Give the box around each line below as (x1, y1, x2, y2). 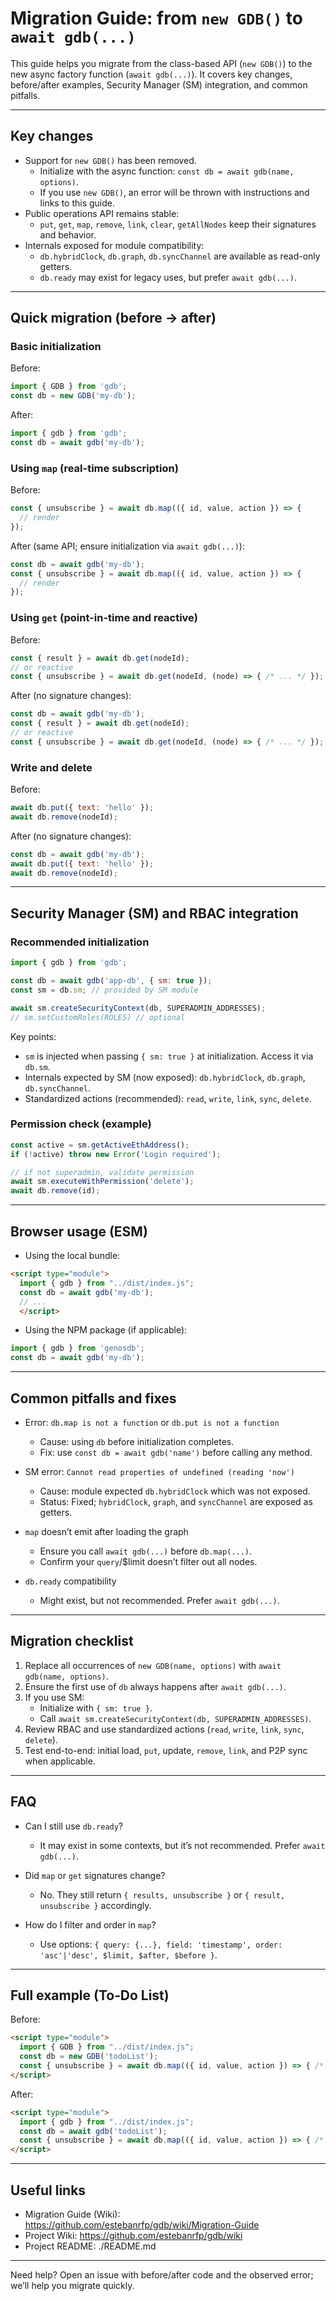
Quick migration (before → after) (10, 310, 217, 327)
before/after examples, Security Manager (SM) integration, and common (10, 78, 308, 91)
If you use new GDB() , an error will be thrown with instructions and (39, 186, 310, 198)
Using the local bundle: (24, 1250, 121, 1261)
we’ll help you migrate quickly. (10, 2279, 135, 2291)
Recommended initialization (10, 935, 150, 949)
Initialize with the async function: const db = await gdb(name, (39, 165, 295, 177)
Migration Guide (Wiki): (24, 2208, 121, 2220)
